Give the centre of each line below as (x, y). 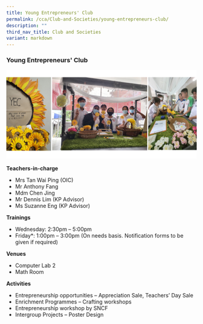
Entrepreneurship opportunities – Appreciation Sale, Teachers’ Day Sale (104, 295)
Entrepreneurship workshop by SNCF (62, 308)
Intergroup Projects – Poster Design (59, 314)
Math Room (29, 271)
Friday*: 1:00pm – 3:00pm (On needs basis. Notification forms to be (99, 235)
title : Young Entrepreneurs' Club (50, 13)
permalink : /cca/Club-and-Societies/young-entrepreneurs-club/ (88, 19)
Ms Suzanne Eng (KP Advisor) (53, 206)
